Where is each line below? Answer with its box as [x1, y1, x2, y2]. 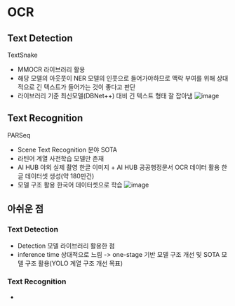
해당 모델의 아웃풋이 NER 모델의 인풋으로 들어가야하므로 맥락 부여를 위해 [17, 74, 215, 82]
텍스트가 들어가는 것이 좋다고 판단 [43, 83, 136, 91]
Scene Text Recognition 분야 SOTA [17, 145, 118, 154]
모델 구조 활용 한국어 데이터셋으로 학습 [17, 180, 123, 189]
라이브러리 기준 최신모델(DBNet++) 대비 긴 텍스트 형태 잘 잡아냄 [17, 92, 193, 100]
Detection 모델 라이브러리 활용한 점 [17, 241, 115, 250]
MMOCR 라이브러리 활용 [17, 65, 86, 74]
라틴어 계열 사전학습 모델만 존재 [17, 154, 104, 162]
